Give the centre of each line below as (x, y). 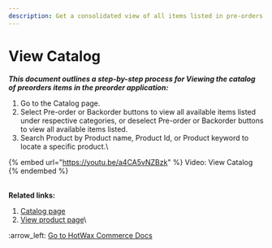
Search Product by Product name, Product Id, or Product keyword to (134, 137)
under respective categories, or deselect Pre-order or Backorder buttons (142, 120)
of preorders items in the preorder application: (89, 87)
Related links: (32, 195)
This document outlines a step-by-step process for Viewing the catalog (132, 79)
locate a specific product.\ (64, 146)
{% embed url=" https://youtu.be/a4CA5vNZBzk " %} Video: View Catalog (131, 162)
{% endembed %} (39, 171)
